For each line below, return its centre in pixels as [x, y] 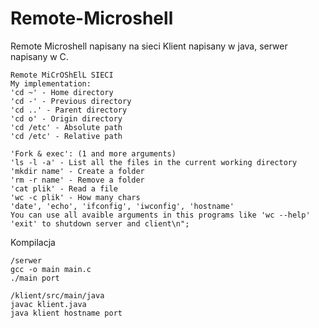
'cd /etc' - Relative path [66, 136]
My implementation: [51, 83]
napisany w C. [39, 56]
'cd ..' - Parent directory [69, 110]
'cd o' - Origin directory [66, 118]
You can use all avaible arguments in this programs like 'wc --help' [160, 215]
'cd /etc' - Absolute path [66, 127]
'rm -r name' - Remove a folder [77, 180]
